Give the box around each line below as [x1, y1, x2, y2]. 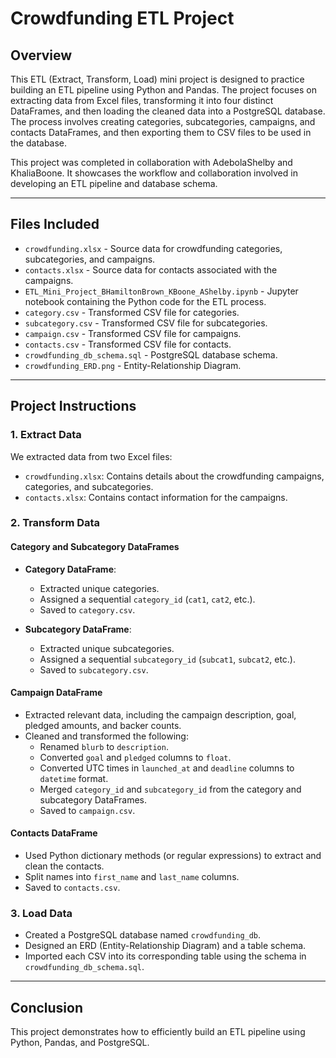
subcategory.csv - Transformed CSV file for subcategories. [24, 317, 268, 329]
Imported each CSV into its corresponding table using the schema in [24, 950, 307, 962]
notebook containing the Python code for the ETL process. [24, 295, 267, 307]
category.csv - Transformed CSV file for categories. [24, 306, 240, 318]
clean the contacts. [24, 860, 105, 872]
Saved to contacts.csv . [24, 882, 121, 894]
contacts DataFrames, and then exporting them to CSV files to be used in [10, 127, 312, 138]
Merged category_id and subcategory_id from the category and [39, 783, 302, 795]
